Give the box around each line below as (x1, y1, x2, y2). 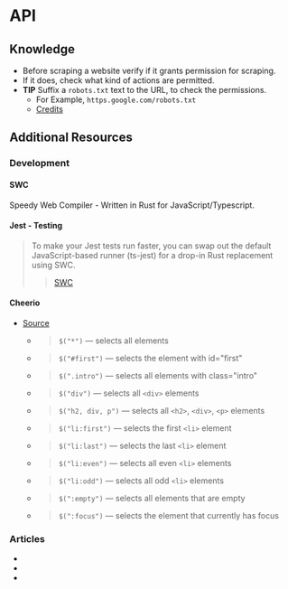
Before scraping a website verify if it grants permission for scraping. (22, 65, 276, 76)
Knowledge (9, 42, 75, 57)
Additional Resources (9, 130, 133, 145)
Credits (35, 104, 63, 114)
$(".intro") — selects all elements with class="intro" (58, 369, 258, 380)
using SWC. (31, 259, 76, 270)
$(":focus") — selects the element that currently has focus (58, 510, 280, 520)
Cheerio (9, 297, 41, 308)
